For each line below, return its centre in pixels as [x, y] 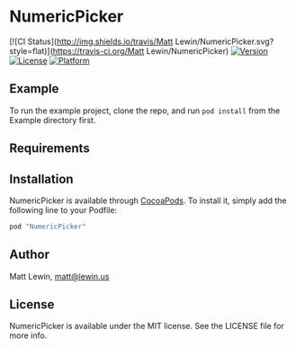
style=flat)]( [31, 50]
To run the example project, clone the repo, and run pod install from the [145, 111]
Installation [41, 178]
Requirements [49, 149]
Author [29, 255]
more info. [28, 335]
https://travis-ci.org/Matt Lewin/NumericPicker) [141, 50]
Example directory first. [53, 120]
